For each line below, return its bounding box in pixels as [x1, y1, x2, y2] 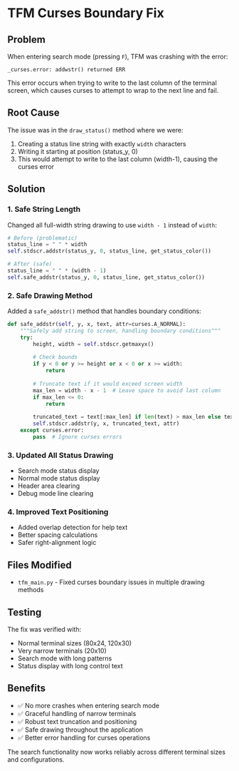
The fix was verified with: [7, 626, 82, 634]
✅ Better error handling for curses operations [17, 733, 151, 742]
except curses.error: [20, 427, 84, 434]
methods [17, 586, 44, 594]
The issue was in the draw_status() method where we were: [7, 126, 184, 134]
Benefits [7, 683, 46, 695]
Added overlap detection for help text [17, 523, 128, 532]
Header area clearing [17, 481, 80, 490]
